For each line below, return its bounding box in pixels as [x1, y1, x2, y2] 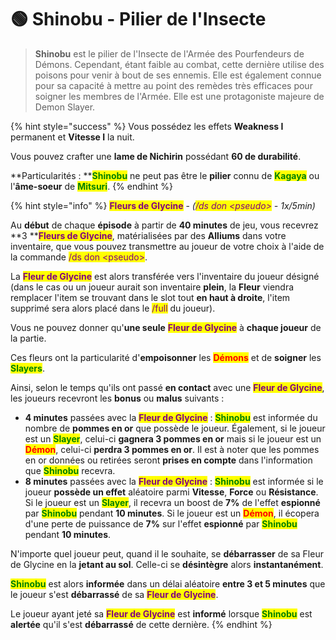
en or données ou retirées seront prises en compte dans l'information [24, 454, 313, 466]
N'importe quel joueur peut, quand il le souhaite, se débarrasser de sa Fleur [10, 547, 324, 560]
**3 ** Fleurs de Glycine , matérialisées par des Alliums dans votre [10, 229, 287, 241]
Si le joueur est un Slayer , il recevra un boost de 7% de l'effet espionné [24, 496, 321, 508]
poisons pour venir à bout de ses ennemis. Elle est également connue [34, 69, 322, 81]
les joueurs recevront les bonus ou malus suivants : [10, 392, 225, 404]
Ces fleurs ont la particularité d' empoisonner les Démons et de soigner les [10, 351, 322, 363]
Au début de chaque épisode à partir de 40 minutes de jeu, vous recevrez [10, 219, 319, 231]
